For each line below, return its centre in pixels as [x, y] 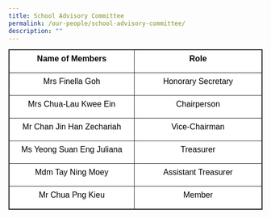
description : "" [35, 31]
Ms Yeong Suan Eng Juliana [72, 149]
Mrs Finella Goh [72, 82]
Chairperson [198, 104]
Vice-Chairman [198, 127]
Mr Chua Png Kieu [72, 195]
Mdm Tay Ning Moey [72, 172]
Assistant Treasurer [198, 172]
